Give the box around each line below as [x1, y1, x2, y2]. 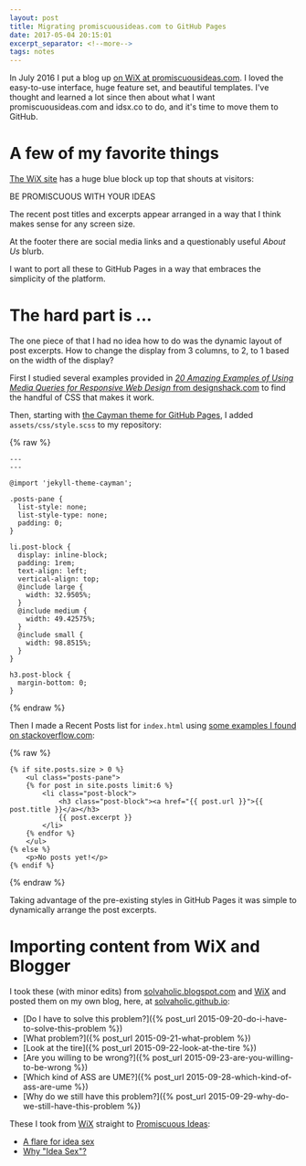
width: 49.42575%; [26, 615, 96, 624]
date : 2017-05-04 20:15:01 [9, 30, 112, 39]
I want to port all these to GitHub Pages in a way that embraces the [9, 264, 262, 275]
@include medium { [17, 606, 89, 615]
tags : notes [9, 47, 55, 57]
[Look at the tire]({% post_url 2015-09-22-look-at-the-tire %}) [22, 1042, 258, 1053]
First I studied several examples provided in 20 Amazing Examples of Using [9, 373, 294, 383]
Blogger [9, 956, 71, 977]
